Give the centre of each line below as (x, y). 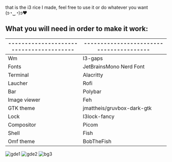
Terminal (18, 75)
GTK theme (21, 108)
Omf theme (21, 141)
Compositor (22, 125)
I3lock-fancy (99, 116)
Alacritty (93, 75)
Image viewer (24, 100)
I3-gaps (93, 58)
